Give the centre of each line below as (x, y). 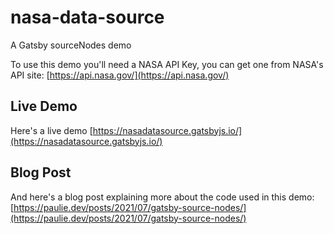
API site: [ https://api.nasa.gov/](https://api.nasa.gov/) (120, 75)
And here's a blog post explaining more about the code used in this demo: (162, 197)
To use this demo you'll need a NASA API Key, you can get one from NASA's (167, 64)
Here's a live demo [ (51, 130)
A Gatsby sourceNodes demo (71, 45)
